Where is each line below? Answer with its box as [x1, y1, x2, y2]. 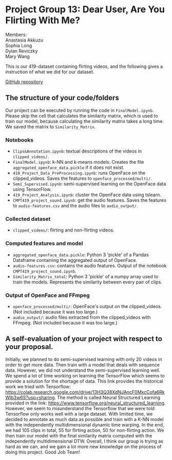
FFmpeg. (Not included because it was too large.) [12, 319, 118, 325]
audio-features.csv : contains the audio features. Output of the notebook [12, 262, 167, 269]
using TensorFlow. [12, 186, 52, 193]
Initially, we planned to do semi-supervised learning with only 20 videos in [5, 356, 162, 362]
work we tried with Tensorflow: [5, 384, 71, 390]
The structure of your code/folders [5, 93, 119, 102]
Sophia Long [5, 42, 32, 48]
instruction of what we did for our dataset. [5, 68, 94, 75]
